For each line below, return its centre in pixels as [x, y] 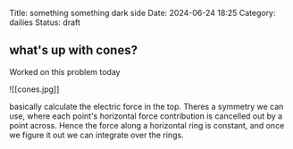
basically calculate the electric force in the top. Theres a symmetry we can [146, 106]
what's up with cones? [74, 50]
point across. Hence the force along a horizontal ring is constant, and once [147, 125]
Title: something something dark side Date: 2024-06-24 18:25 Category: [142, 13]
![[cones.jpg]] [34, 89]
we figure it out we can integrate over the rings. [97, 135]
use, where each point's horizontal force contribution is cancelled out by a [146, 116]
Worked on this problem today [65, 71]
